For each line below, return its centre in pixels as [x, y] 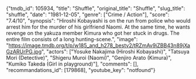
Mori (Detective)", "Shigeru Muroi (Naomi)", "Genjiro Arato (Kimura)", [89, 58]
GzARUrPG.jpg [24, 51]
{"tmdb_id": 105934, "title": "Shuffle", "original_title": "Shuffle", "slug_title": [96, 8]
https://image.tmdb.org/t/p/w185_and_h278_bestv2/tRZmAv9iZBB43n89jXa [99, 45]
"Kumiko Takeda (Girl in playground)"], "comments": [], [72, 64]
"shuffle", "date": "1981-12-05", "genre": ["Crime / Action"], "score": [88, 15]
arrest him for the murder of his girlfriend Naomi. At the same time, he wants [98, 27]
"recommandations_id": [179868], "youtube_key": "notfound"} [81, 70]
